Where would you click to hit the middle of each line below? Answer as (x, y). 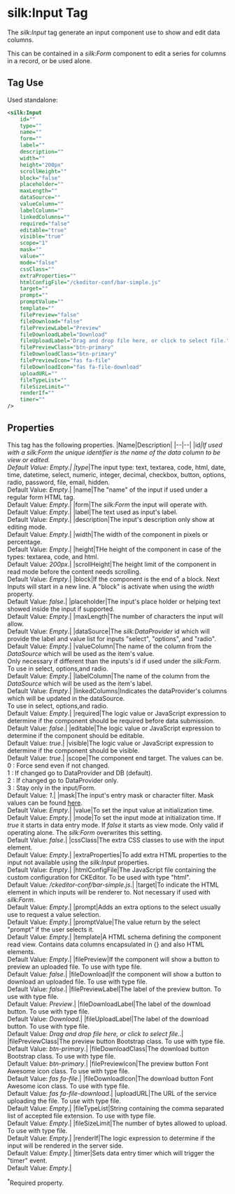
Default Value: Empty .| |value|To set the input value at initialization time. (111, 810)
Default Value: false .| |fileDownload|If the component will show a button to (114, 974)
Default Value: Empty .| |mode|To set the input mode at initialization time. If (114, 817)
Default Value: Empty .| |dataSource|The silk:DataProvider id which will (108, 631)
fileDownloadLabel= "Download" (64, 335)
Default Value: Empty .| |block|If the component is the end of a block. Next (114, 579)
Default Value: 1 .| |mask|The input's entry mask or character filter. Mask (111, 795)
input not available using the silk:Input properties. (78, 862)
